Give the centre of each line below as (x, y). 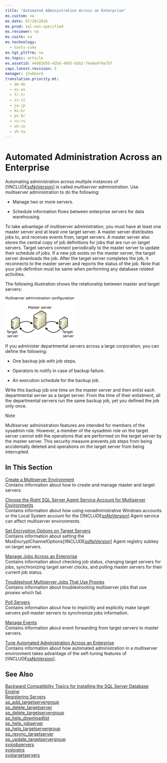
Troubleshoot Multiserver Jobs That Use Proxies (55, 582)
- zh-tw (18, 132)
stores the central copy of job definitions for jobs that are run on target (78, 242)
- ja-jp (18, 105)
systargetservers (22, 755)
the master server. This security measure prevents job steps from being (79, 441)
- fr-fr (18, 95)
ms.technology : (21, 42)
